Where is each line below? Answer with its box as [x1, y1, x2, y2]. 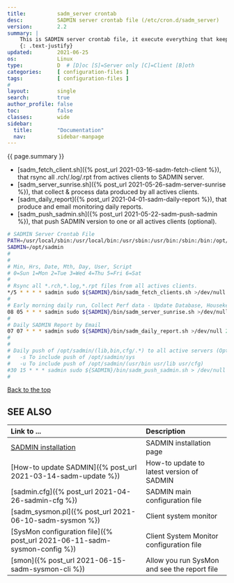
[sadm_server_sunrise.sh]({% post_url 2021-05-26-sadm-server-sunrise [17, 180, 226, 189]
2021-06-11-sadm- [38, 536, 111, 545]
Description [146, 426, 186, 436]
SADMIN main [146, 487, 192, 497]
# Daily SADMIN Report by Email [7, 321, 101, 328]
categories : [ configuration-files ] [7, 68, 130, 75]
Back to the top [7, 385, 51, 394]
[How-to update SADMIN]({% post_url [10, 463, 137, 472]
